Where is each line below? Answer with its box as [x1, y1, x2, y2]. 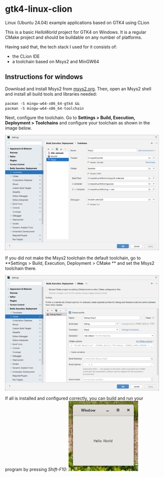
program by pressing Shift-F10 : [5, 466, 67, 472]
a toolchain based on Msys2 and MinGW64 [12, 58, 99, 64]
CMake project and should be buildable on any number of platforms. [5, 34, 143, 40]
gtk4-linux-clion [5, 3, 73, 15]
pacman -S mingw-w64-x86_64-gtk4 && [5, 101, 80, 106]
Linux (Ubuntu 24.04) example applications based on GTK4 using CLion [5, 20, 150, 25]
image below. [5, 125, 32, 131]
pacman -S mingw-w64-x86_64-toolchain [5, 106, 84, 111]
